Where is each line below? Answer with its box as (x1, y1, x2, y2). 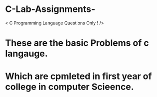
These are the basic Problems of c (5, 37, 149, 49)
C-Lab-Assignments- (5, 3, 96, 15)
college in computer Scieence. (5, 81, 134, 93)
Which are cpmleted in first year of (5, 71, 152, 82)
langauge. (5, 48, 48, 59)
